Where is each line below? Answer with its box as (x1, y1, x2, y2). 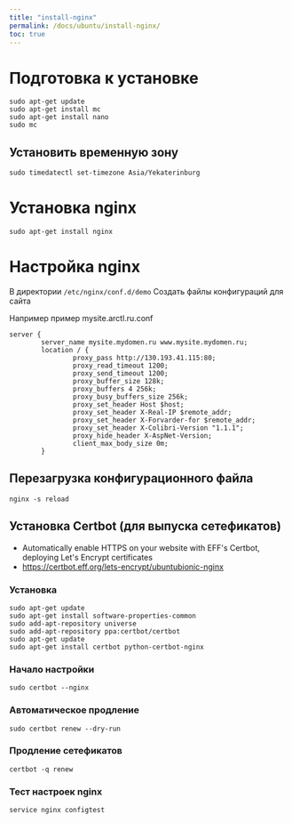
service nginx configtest (9, 806, 105, 815)
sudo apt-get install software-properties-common (9, 611, 197, 620)
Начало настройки (9, 663, 95, 675)
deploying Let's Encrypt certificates (21, 552, 154, 562)
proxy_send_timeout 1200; (72, 369, 169, 378)
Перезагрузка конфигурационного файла (9, 471, 254, 486)
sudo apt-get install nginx (9, 228, 114, 237)
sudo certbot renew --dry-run (9, 724, 122, 733)
